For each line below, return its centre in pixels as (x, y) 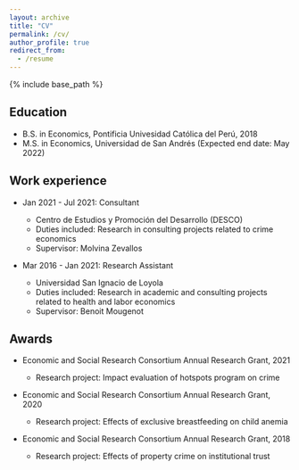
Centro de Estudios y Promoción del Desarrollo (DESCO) (139, 219)
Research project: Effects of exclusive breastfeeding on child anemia (162, 422)
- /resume (35, 59)
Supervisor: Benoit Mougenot (90, 311)
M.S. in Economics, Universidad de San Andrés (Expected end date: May (156, 143)
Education (38, 112)
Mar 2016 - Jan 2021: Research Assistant (98, 265)
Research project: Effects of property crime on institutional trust (153, 457)
